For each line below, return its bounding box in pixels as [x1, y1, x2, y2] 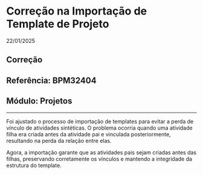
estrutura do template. [6, 162, 62, 169]
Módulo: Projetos [6, 96, 72, 107]
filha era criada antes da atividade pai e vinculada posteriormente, [6, 130, 171, 137]
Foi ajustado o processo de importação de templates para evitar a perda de [6, 117, 194, 125]
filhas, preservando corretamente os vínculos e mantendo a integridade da [6, 155, 192, 162]
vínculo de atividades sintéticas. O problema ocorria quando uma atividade [6, 124, 193, 131]
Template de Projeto [6, 17, 109, 31]
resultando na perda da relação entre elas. [6, 137, 112, 144]
